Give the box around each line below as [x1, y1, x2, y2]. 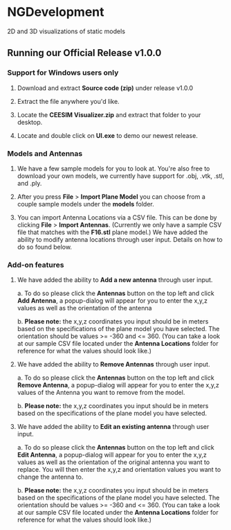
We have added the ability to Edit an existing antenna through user [17, 423, 210, 431]
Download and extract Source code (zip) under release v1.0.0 [17, 84, 194, 92]
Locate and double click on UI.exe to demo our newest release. [17, 131, 198, 139]
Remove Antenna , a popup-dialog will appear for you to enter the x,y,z [17, 381, 220, 389]
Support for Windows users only [7, 68, 119, 78]
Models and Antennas [7, 148, 83, 158]
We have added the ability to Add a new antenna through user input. [17, 276, 213, 284]
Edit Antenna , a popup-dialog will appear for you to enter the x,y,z [17, 451, 207, 459]
